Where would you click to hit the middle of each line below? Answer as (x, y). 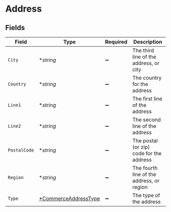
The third (143, 50)
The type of (146, 195)
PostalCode (21, 150)
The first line (147, 99)
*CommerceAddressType (69, 199)
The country (147, 78)
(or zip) (141, 147)
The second (147, 120)
